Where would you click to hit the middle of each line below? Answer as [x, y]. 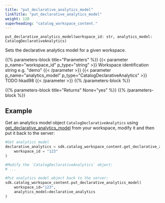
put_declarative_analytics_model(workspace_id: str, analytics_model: [79, 37]
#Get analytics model [27, 142]
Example [19, 111]
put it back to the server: [30, 133]
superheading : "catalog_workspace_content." [51, 23]
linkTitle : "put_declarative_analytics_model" [54, 14]
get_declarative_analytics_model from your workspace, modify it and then [80, 128]
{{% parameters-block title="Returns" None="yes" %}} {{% [66, 90]
